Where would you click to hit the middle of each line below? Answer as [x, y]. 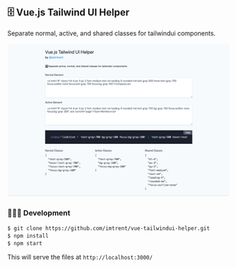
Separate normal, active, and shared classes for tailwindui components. [112, 33]
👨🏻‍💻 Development [39, 213]
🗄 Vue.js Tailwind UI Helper [68, 12]
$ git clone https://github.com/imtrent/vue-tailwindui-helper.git [109, 229]
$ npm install [28, 236]
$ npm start [25, 243]
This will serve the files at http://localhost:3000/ [80, 257]
